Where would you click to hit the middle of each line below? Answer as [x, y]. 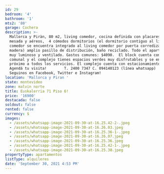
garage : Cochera [21, 28]
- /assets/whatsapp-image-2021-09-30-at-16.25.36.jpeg [66, 141]
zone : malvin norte [25, 87]
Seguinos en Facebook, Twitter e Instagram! [55, 73]
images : [13, 118]
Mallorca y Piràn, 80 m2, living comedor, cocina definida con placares [85, 37]
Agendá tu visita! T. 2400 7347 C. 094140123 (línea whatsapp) [83, 69]
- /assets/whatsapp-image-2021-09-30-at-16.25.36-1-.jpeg [70, 132]
